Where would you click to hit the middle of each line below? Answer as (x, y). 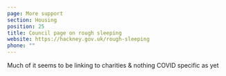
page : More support (35, 13)
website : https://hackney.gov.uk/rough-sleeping (78, 39)
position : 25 (26, 26)
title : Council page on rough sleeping (65, 33)
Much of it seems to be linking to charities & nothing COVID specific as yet (113, 65)
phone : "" (21, 46)
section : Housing (32, 20)
